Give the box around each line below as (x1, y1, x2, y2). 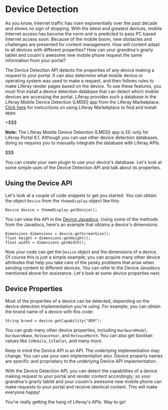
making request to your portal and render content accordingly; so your (5, 373, 151, 379)
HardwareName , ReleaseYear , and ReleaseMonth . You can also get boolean (5, 332, 153, 338)
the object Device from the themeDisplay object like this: (5, 197, 120, 203)
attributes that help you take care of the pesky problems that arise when (5, 259, 154, 265)
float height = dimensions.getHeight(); (5, 236, 91, 241)
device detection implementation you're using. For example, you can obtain (5, 303, 161, 309)
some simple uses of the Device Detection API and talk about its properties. (5, 164, 161, 170)
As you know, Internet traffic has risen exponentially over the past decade (5, 20, 158, 26)
